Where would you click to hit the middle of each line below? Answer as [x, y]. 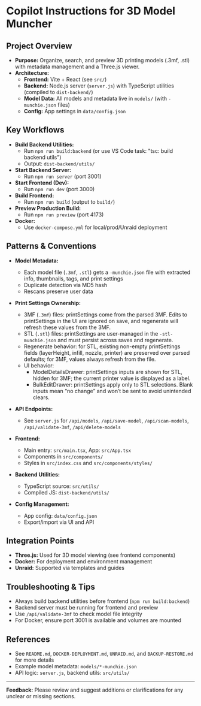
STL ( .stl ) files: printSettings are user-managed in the [91, 333]
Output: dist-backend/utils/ [59, 164]
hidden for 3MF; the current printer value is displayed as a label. [112, 378]
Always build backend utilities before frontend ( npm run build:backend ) [102, 601]
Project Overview [39, 46]
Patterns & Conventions [51, 246]
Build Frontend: [34, 195]
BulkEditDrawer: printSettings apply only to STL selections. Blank [113, 384]
